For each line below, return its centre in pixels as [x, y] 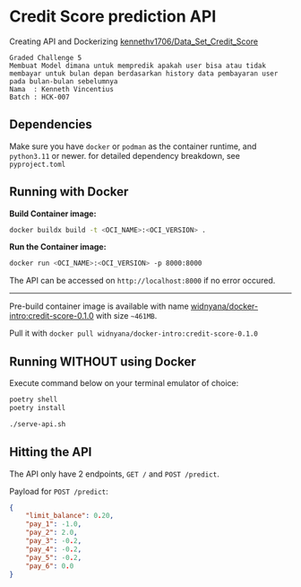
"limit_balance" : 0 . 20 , [70, 516]
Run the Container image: [58, 247]
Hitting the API [51, 452]
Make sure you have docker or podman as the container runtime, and [133, 146]
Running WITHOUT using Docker [103, 361]
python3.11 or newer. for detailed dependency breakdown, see [125, 155]
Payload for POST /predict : [59, 491]
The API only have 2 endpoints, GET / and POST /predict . [114, 474]
